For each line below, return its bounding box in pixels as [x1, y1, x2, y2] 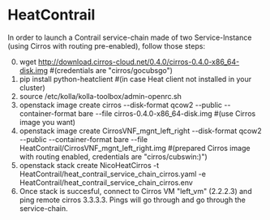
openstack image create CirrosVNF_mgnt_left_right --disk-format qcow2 [19, 126, 262, 136]
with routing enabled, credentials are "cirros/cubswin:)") [19, 152, 208, 162]
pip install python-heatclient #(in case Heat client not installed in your [19, 74, 252, 84]
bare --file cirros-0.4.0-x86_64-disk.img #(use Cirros [78, 108, 256, 119]
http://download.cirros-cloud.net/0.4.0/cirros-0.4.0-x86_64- [38, 57, 240, 67]
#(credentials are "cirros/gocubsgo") [49, 65, 174, 75]
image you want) [19, 117, 76, 127]
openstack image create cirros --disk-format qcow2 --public [19, 100, 223, 110]
